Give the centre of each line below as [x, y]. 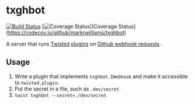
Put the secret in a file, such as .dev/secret [67, 89]
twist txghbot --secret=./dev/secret [60, 95]
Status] [127, 26]
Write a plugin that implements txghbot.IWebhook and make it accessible [101, 76]
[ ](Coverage [79, 26]
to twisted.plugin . [37, 82]
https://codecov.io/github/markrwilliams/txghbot [66, 32]
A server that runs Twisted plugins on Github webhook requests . [84, 44]
